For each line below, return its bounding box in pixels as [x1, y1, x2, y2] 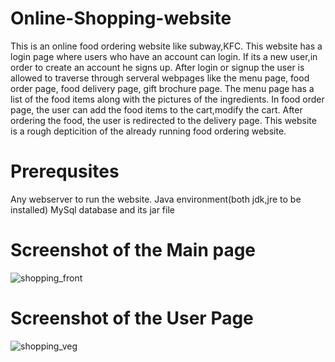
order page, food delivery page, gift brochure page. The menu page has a [10, 82, 315, 94]
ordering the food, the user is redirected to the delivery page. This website [10, 114, 317, 126]
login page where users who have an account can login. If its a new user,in [10, 50, 318, 62]
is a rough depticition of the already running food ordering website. [10, 125, 287, 137]
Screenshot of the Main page [10, 239, 257, 262]
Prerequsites [10, 160, 120, 183]
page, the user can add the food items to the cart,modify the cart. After [10, 103, 303, 116]
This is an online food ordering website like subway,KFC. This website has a [10, 40, 323, 52]
